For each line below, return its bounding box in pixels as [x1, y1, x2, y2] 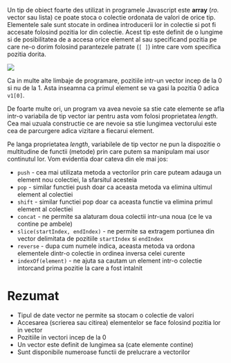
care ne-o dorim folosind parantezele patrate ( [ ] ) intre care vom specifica [7, 43, 221, 51]
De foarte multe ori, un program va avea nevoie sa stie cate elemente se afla [7, 105, 225, 113]
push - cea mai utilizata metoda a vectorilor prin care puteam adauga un [17, 168, 222, 176]
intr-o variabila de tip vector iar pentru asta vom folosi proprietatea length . [7, 112, 219, 120]
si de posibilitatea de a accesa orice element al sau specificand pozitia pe [7, 35, 217, 44]
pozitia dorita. [7, 50, 46, 58]
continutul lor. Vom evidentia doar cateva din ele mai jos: [7, 155, 168, 163]
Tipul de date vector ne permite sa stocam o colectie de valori [17, 311, 194, 319]
